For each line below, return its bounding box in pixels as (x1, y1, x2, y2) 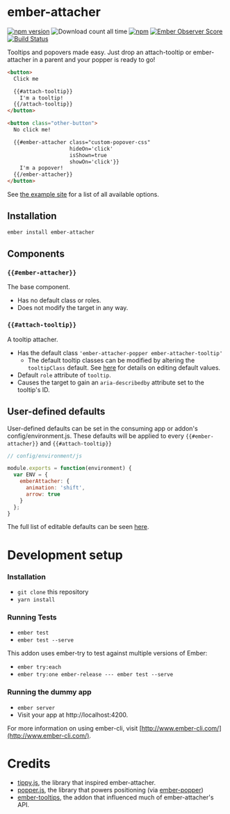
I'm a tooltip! (19, 95, 64, 101)
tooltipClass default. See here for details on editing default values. (27, 363, 221, 372)
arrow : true (25, 491, 60, 498)
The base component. (7, 283, 71, 291)
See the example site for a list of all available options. (7, 190, 160, 199)
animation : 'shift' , (25, 485, 85, 491)
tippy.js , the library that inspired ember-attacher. (17, 779, 156, 787)
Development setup (7, 547, 124, 563)
